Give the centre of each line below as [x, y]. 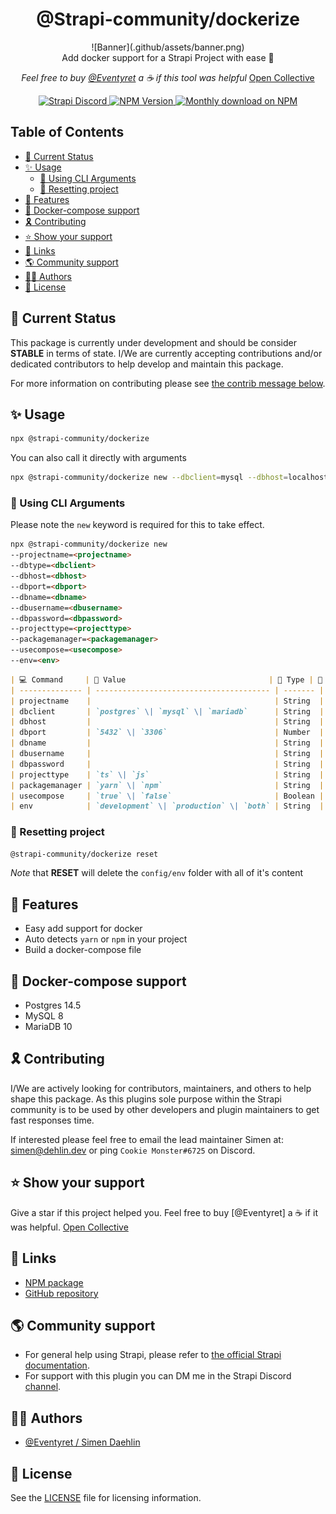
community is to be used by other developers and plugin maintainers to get [165, 1109]
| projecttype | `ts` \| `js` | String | [167, 774]
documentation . [57, 1365]
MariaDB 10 [48, 1027]
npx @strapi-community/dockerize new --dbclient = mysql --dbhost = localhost [169, 478]
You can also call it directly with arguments [98, 458]
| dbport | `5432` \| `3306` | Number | [167, 733]
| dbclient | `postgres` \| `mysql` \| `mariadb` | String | [167, 711]
